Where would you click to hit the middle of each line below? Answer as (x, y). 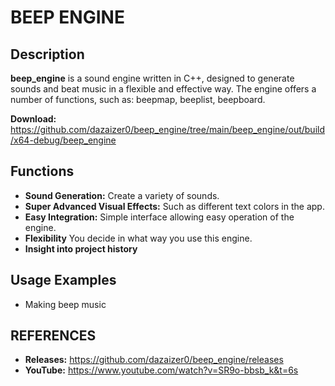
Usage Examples (63, 280)
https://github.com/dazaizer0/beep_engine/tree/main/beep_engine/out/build (168, 129)
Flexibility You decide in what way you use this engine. (138, 238)
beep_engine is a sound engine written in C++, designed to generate (152, 78)
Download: (33, 119)
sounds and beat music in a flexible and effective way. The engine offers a (163, 89)
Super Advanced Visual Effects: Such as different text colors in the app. (174, 206)
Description (47, 54)
